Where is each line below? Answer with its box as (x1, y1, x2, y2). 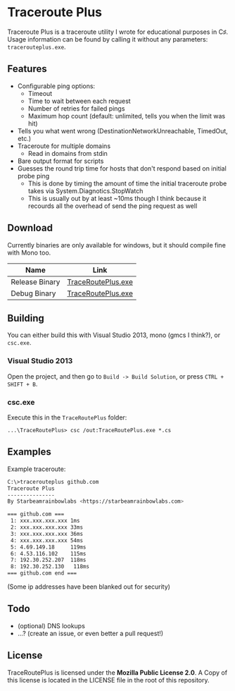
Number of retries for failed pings (27, 104, 125, 113)
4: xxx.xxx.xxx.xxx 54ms (10, 537, 83, 544)
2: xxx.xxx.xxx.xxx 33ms (10, 524, 83, 531)
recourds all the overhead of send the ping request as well (27, 202, 198, 210)
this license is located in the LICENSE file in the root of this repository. (7, 675, 210, 684)
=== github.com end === (7, 570, 77, 577)
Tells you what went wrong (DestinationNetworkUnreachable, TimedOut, (17, 126, 229, 135)
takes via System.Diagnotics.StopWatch (27, 186, 144, 195)
